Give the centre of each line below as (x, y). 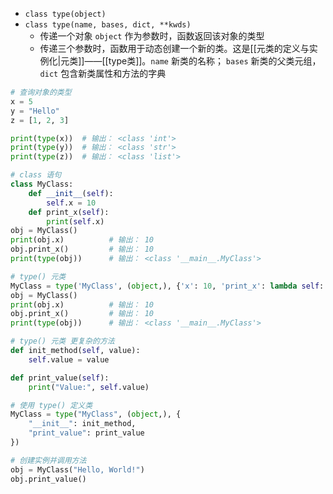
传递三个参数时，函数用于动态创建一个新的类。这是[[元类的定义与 (174, 48)
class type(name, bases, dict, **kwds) (108, 25)
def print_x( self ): (69, 212)
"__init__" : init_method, (82, 424)
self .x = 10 (71, 203)
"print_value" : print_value (86, 433)
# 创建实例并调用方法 (48, 460)
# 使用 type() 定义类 (51, 405)
